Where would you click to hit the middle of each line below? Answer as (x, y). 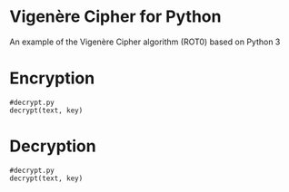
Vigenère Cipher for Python (115, 17)
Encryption (52, 78)
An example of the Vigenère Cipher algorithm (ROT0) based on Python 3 (145, 42)
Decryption (53, 146)
